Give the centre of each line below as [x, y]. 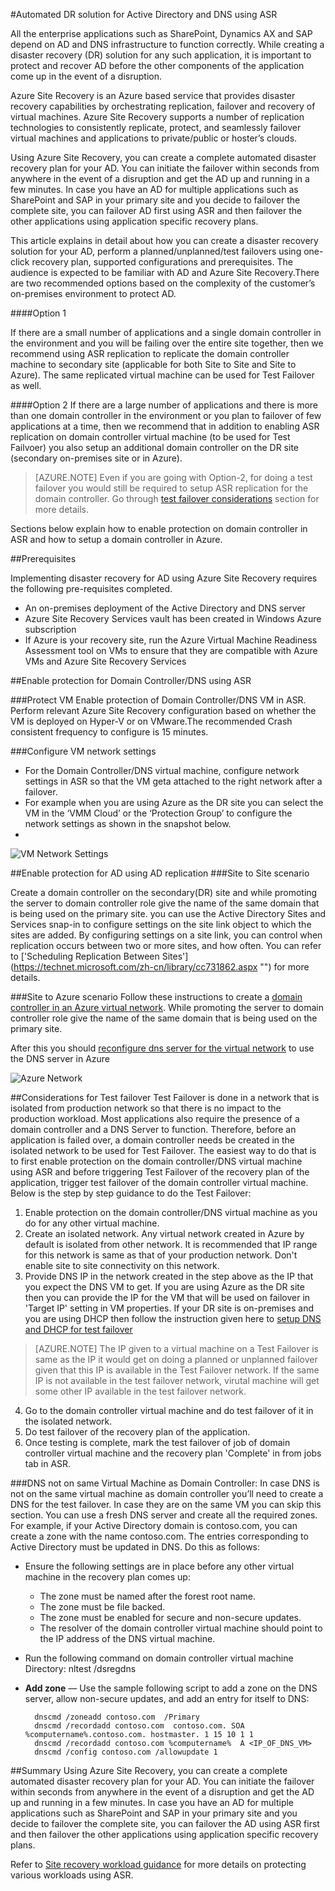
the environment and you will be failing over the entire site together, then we [167, 343]
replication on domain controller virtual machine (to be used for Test [150, 437]
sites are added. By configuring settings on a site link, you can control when [166, 935]
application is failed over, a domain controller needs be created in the [153, 1140]
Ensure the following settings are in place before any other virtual [159, 1566]
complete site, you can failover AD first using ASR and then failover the [156, 210]
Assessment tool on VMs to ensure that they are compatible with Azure [171, 650]
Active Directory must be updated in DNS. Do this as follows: [135, 1547]
